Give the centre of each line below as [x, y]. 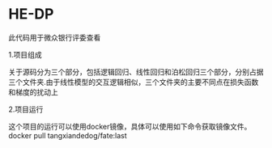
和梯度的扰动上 [33, 92]
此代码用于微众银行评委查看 [55, 37]
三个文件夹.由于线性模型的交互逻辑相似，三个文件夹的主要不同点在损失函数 [134, 82]
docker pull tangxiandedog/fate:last [68, 135]
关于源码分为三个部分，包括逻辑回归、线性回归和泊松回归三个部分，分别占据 [136, 72]
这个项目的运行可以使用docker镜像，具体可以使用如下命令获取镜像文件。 [130, 126]
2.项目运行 [26, 109]
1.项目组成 [25, 54]
